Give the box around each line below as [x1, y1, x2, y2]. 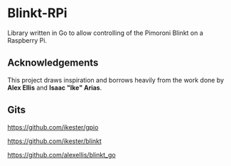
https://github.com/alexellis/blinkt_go [7, 150, 116, 159]
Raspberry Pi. [7, 36, 48, 44]
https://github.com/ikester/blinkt [7, 137, 102, 145]
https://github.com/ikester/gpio [7, 123, 99, 131]
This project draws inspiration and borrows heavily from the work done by [7, 76, 225, 84]
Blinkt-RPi [7, 5, 68, 21]
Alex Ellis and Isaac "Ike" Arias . [7, 83, 102, 92]
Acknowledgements [7, 57, 99, 69]
